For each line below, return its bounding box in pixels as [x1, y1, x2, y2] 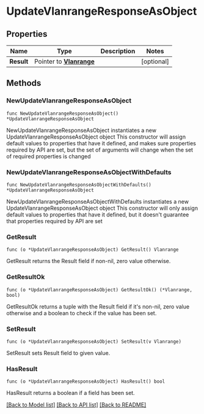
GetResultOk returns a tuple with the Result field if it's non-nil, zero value [6, 302, 190, 310]
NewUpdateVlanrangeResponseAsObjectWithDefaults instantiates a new [6, 197, 189, 205]
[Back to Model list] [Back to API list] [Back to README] [6, 401, 147, 408]
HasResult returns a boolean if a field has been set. [6, 389, 136, 397]
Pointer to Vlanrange [34, 57, 95, 66]
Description [100, 47, 136, 55]
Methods [6, 78, 42, 88]
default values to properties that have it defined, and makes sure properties [6, 139, 197, 147]
